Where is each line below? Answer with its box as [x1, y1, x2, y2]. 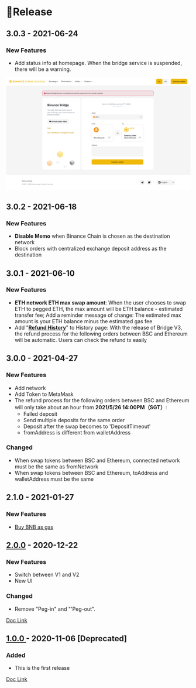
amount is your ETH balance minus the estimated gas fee [14, 317, 153, 324]
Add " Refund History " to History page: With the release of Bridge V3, [14, 324, 183, 331]
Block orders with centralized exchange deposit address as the [14, 245, 167, 252]
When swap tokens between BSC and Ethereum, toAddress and [14, 469, 169, 476]
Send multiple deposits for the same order [23, 416, 125, 423]
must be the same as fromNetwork [14, 463, 98, 470]
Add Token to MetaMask [14, 391, 74, 398]
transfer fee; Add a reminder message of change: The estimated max [14, 312, 181, 319]
